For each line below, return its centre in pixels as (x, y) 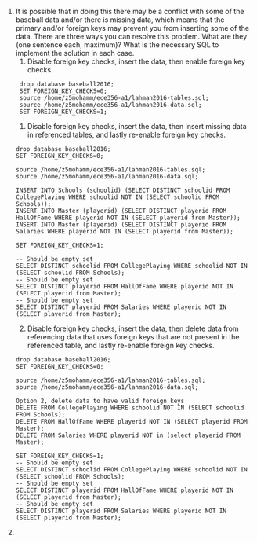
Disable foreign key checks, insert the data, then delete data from (133, 328)
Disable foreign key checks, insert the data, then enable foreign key (136, 61)
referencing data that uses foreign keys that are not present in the (133, 337)
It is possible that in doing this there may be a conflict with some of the (130, 11)
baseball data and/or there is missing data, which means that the (120, 20)
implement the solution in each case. (75, 53)
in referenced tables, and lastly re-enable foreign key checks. (126, 134)
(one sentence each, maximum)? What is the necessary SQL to (117, 45)
